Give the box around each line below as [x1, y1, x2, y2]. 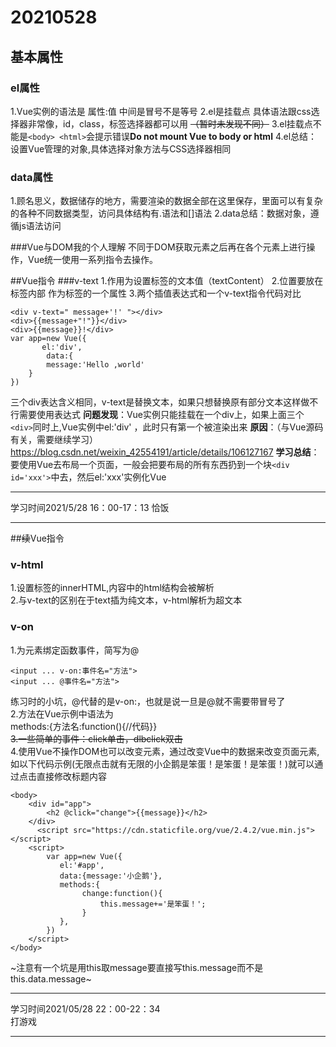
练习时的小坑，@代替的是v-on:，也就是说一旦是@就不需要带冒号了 [10, 695, 286, 707]
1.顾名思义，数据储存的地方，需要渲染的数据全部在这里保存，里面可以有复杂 [10, 195, 323, 207]
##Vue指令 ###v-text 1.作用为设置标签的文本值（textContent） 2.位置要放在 [10, 275, 324, 287]
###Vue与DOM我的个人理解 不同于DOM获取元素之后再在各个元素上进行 [10, 241, 307, 253]
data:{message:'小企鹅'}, [59, 871, 163, 881]
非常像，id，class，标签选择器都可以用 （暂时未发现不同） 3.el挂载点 [27, 117, 313, 130]
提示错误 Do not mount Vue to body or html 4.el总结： [94, 130, 318, 142]
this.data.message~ [10, 972, 92, 985]
